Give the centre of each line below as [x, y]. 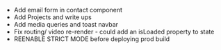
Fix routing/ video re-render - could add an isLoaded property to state [114, 32]
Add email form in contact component [68, 10]
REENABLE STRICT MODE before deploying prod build [92, 39]
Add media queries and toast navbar [66, 24]
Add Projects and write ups [52, 17]
